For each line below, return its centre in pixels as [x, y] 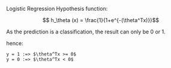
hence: [15, 43]
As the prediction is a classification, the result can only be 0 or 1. [86, 32]
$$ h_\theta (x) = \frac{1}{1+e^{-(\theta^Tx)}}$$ [101, 20]
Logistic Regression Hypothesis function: [57, 9]
